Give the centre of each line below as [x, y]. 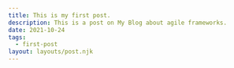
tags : [17, 37]
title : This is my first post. [59, 15]
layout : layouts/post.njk [50, 52]
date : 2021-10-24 [37, 30]
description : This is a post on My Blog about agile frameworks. [117, 23]
